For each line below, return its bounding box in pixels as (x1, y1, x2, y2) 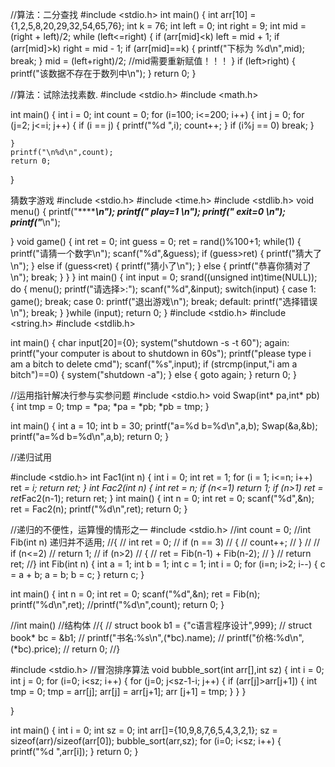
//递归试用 (10, 451, 53, 463)
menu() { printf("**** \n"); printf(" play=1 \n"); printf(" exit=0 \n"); (10, 206, 287, 217)
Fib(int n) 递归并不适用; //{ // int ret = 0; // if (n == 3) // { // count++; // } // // (10, 536, 321, 548)
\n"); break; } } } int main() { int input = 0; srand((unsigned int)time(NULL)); (10, 271, 318, 283)
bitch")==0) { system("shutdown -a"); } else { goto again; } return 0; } (10, 369, 297, 380)
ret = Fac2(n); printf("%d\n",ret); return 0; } (10, 503, 188, 515)
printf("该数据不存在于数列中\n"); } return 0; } (10, 68, 197, 79)
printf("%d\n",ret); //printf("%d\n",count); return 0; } (10, 599, 225, 610)
